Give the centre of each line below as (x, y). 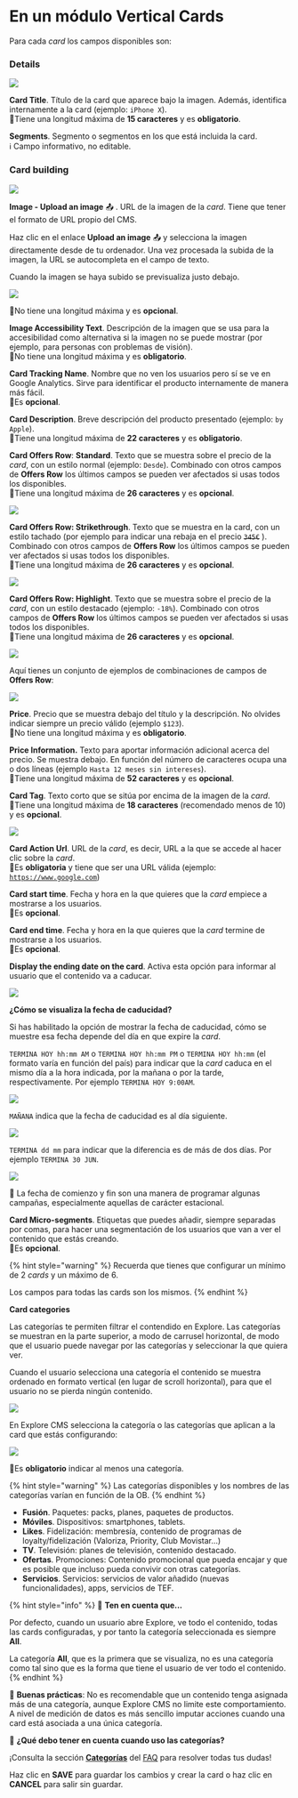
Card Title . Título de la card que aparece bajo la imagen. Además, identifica (148, 101)
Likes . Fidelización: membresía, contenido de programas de (132, 1531)
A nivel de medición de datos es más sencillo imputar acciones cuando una (147, 1713)
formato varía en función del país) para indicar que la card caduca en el (141, 1063)
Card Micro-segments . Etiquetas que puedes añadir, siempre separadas (142, 1220)
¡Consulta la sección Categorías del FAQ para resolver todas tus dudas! (141, 1757)
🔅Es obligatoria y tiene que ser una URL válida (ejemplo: (113, 867)
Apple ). (22, 428)
